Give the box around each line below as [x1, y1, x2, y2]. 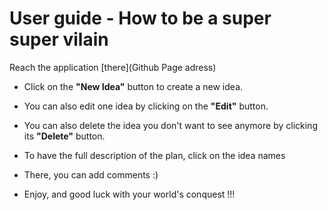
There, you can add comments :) [23, 168, 159, 181]
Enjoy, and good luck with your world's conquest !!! [23, 188, 236, 200]
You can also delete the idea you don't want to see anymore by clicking [23, 119, 318, 131]
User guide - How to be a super [9, 7, 272, 30]
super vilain [9, 28, 109, 51]
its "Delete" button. [23, 130, 106, 142]
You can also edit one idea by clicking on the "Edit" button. [23, 100, 269, 112]
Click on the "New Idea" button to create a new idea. [23, 80, 244, 92]
